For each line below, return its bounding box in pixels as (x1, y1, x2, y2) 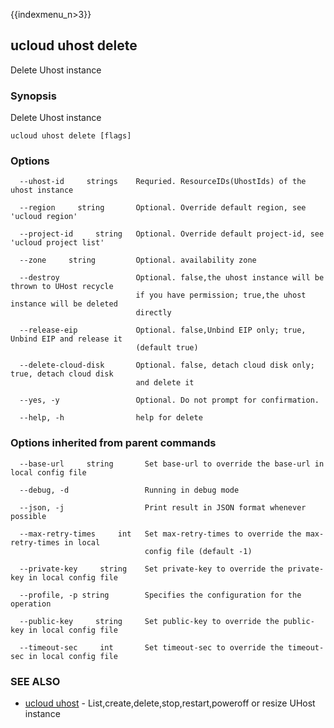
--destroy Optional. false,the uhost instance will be (19, 273, 325, 283)
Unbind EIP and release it (10, 334, 123, 344)
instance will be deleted (10, 299, 118, 309)
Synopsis (10, 89, 57, 103)
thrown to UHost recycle (10, 282, 114, 292)
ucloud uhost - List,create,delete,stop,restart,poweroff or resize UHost (24, 697, 316, 709)
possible (10, 511, 47, 521)
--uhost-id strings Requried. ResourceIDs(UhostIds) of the (19, 177, 307, 187)
